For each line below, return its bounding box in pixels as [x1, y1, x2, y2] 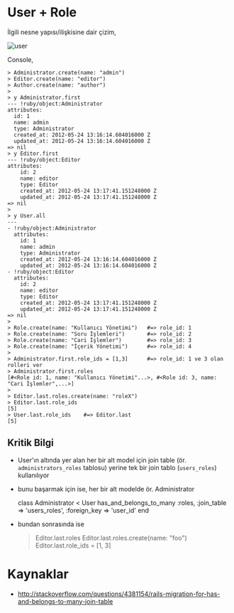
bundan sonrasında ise [17, 520, 85, 528]
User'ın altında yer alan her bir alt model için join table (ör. [17, 456, 186, 464]
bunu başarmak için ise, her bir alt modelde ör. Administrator [17, 484, 195, 493]
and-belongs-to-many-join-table [17, 597, 113, 605]
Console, [7, 55, 34, 64]
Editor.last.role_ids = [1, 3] [35, 541, 111, 550]
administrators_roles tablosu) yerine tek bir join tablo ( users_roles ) [17, 463, 217, 471]
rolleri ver [7, 361, 43, 368]
